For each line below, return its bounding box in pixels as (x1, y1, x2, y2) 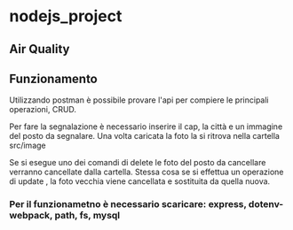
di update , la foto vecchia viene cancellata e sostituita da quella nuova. (9, 176, 271, 187)
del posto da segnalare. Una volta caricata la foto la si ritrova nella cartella (9, 131, 280, 142)
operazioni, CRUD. (9, 104, 77, 115)
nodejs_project (9, 6, 123, 27)
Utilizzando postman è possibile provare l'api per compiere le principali (9, 95, 269, 105)
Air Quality (9, 42, 70, 57)
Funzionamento (9, 71, 98, 86)
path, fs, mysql (54, 210, 121, 222)
